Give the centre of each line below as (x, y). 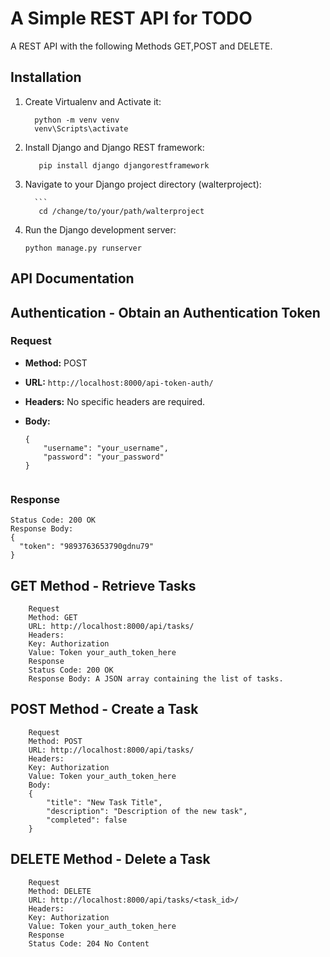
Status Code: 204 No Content (89, 943)
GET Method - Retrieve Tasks (103, 585)
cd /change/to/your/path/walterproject (121, 211)
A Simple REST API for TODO (131, 18)
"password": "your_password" (104, 457)
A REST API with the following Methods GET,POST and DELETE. (141, 46)
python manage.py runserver (83, 248)
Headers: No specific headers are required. (115, 401)
